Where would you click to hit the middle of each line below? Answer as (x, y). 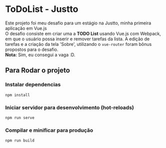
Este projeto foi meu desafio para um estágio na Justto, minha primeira (78, 23)
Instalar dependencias (33, 85)
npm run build (20, 141)
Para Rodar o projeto (37, 71)
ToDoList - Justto (42, 9)
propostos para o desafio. (32, 49)
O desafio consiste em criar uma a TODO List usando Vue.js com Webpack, (83, 33)
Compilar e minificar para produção (49, 130)
